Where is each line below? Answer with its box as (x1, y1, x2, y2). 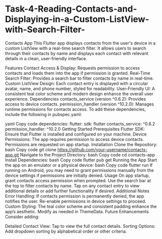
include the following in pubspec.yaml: (5, 111, 82, 117)
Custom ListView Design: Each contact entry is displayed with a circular (5, 80, 148, 86)
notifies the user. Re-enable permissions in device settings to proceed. (5, 198, 146, 204)
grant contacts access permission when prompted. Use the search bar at (5, 177, 151, 183)
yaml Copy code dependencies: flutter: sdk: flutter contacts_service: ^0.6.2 (5, 120, 155, 127)
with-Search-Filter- (5, 24, 85, 35)
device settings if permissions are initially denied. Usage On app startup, (5, 172, 150, 178)
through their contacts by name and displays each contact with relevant (5, 50, 149, 56)
